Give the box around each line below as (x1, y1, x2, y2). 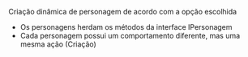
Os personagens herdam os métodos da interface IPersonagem (19, 22, 233, 31)
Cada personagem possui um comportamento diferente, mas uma (19, 31, 241, 40)
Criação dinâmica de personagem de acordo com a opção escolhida (8, 7, 237, 16)
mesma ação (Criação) (19, 39, 97, 49)
